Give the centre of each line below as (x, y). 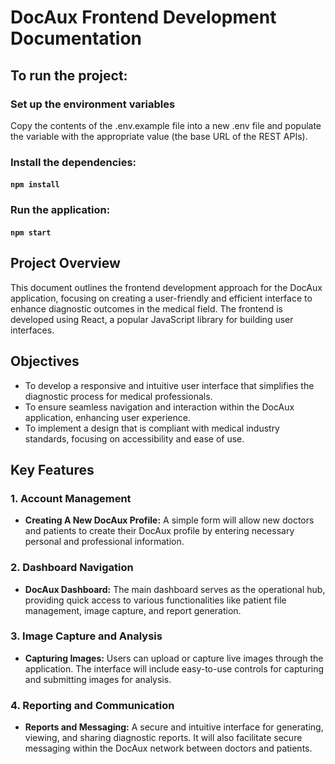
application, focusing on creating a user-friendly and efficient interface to (161, 298)
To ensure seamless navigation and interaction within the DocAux (159, 407)
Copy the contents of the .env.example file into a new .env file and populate (166, 125)
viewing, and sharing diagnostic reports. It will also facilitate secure (163, 738)
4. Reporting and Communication (92, 705)
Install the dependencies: (73, 162)
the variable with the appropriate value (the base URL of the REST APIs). (159, 136)
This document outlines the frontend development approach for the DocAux (166, 287)
